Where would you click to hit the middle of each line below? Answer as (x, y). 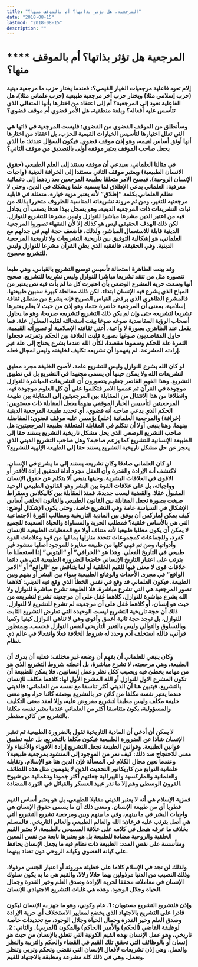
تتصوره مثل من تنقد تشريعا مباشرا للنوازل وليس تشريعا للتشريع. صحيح (96, 277)
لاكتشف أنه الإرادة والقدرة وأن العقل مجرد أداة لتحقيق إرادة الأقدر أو (92, 471)
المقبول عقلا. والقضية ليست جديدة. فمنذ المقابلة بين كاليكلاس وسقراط (96, 493)
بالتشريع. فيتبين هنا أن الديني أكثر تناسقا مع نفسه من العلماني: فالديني (94, 686)
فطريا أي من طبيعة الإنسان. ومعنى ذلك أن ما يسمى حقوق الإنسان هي (94, 807)
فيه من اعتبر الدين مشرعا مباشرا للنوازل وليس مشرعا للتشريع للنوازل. (96, 216)
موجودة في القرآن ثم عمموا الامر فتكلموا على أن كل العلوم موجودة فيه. (96, 389)
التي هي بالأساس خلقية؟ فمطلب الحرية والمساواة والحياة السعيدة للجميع (98, 522)
